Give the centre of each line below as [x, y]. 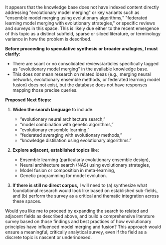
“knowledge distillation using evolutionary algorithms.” [76, 140]
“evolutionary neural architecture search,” [63, 119]
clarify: [13, 54]
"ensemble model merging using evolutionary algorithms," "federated [77, 18]
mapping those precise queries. [45, 90]
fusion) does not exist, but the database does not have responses [80, 85]
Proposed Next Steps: [28, 100]
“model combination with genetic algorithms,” [67, 124]
